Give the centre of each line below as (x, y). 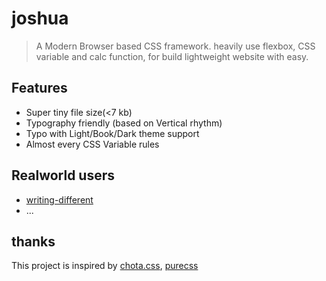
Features (39, 88)
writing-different (59, 199)
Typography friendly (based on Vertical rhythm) (124, 123)
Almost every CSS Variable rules (92, 144)
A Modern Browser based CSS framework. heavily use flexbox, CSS (175, 46)
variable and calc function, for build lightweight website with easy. (172, 56)
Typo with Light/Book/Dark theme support (112, 133)
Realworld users (63, 175)
